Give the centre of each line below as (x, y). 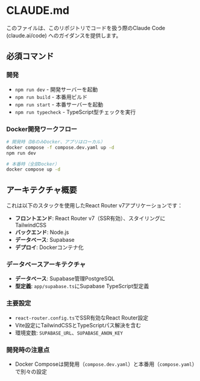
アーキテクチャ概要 (42, 190)
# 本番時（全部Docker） (33, 164)
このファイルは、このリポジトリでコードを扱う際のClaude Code (86, 28)
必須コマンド (30, 56)
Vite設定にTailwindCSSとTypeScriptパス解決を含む (78, 325)
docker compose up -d (33, 169)
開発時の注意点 (28, 350)
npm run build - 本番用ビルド (51, 96)
